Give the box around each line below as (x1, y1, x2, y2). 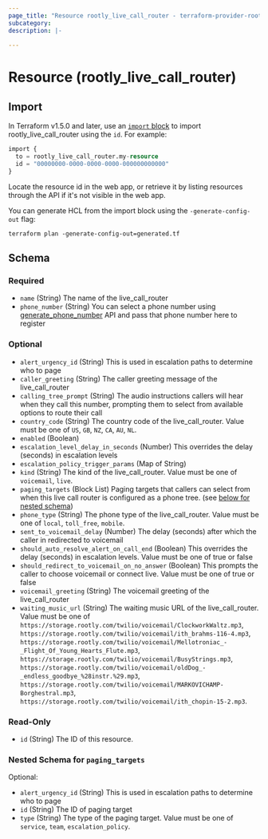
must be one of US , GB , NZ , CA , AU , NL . (19, 425, 137, 434)
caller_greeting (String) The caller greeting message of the (19, 374, 218, 383)
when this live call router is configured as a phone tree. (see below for (19, 493, 250, 502)
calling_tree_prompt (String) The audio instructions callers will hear (19, 390, 243, 400)
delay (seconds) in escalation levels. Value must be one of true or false (19, 552, 254, 561)
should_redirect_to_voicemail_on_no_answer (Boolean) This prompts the (19, 560, 258, 570)
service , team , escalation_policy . (19, 821, 131, 831)
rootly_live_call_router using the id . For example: (8, 129, 167, 140)
